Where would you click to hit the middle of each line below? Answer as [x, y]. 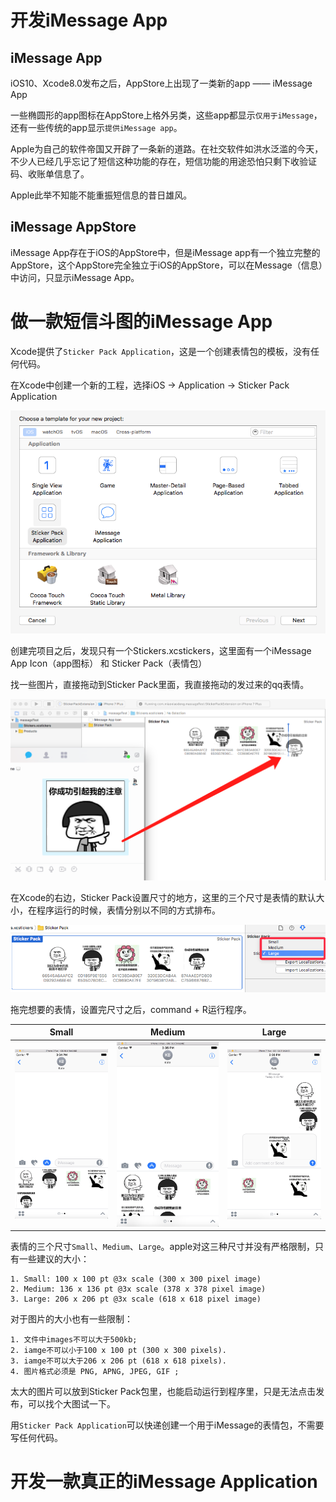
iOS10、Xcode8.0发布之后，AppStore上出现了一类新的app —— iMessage [161, 83]
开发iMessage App [89, 20]
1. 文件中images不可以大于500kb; [74, 1340]
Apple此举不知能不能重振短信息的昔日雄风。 [101, 195]
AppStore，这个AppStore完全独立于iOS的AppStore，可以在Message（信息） [166, 265]
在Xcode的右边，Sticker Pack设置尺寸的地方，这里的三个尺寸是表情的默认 [163, 897]
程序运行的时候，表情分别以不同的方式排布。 [128, 910]
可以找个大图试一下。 [71, 1404]
